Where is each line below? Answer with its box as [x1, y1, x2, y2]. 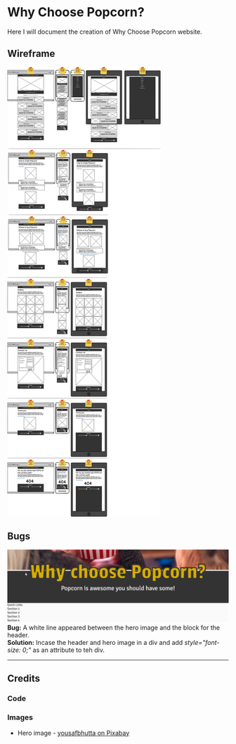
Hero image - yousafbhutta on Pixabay [17, 729, 130, 737]
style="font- [184, 638, 220, 646]
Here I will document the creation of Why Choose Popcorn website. [7, 27, 202, 36]
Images [7, 712, 34, 722]
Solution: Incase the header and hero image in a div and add [7, 638, 183, 646]
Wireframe [7, 48, 55, 60]
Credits [7, 672, 41, 685]
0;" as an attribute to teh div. [22, 646, 105, 654]
